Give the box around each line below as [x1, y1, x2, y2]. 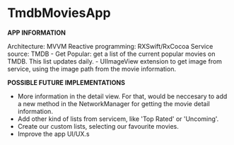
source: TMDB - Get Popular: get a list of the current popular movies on [7, 50, 216, 58]
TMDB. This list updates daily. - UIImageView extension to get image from [7, 57, 223, 65]
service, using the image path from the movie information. [7, 64, 177, 73]
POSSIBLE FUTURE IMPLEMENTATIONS [7, 78, 126, 86]
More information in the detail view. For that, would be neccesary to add [17, 92, 228, 100]
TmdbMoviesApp [7, 5, 111, 21]
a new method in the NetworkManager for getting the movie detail [17, 99, 210, 108]
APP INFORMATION [7, 28, 66, 37]
